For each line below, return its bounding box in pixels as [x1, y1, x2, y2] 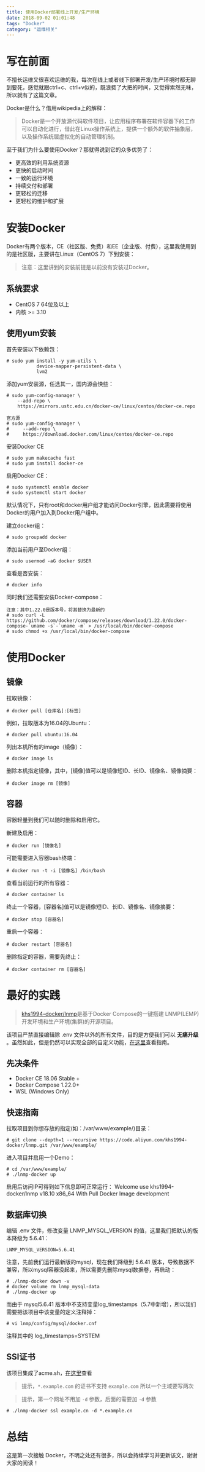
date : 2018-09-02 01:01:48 [6, 15, 75, 21]
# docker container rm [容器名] [6, 966, 86, 972]
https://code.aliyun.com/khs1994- [99, 1137, 188, 1143]
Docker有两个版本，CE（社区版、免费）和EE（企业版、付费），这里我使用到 [6, 243, 196, 250]
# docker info [6, 581, 43, 588]
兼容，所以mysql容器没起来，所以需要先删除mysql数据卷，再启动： [6, 1265, 176, 1273]
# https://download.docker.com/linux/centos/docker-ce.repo [6, 431, 174, 437]
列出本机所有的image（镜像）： [6, 743, 84, 750]
